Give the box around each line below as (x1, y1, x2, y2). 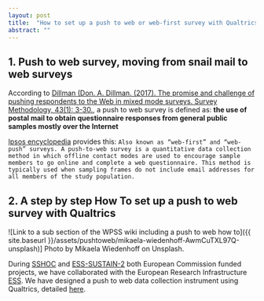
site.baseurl (8, 236, 46, 244)
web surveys (8, 68, 73, 81)
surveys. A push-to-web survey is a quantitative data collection (28, 145, 251, 153)
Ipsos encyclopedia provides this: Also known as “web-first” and (8, 137, 221, 146)
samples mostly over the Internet (8, 122, 119, 131)
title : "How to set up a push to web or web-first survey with (8, 19, 223, 27)
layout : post (8, 11, 51, 20)
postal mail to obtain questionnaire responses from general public (8, 113, 228, 123)
